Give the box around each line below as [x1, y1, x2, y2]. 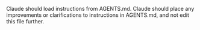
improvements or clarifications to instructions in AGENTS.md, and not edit [6, 11, 190, 19]
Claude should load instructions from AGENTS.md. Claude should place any [6, 5, 195, 12]
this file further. [6, 18, 45, 25]
